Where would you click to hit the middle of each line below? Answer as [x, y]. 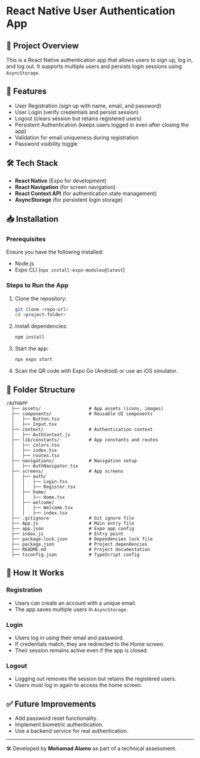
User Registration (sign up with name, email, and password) [88, 106]
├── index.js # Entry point [68, 534]
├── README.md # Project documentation [81, 549]
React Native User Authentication [91, 11]
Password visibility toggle [46, 144]
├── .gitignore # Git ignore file [73, 518]
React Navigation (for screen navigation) [65, 187]
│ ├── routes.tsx [36, 455]
